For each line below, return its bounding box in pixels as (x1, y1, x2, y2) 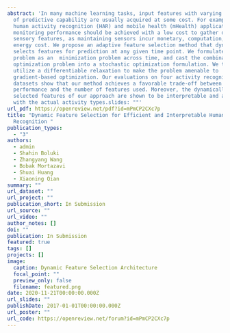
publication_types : (7, 124, 63, 131)
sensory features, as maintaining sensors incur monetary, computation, (13, 36, 225, 42)
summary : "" (7, 182, 41, 189)
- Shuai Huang (13, 169, 53, 176)
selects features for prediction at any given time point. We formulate (13, 49, 225, 55)
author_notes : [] (7, 219, 57, 226)
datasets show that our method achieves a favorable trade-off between (13, 80, 222, 87)
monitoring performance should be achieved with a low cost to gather (13, 29, 219, 36)
